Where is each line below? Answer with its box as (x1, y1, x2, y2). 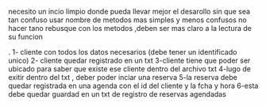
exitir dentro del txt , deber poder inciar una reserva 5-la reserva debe (8, 73, 238, 82)
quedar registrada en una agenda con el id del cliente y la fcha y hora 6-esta (8, 81, 259, 90)
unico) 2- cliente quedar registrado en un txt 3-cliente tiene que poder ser (8, 55, 251, 65)
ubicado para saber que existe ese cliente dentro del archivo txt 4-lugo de (8, 64, 252, 74)
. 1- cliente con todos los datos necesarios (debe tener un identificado (8, 48, 237, 56)
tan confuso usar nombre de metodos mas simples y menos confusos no (8, 15, 248, 25)
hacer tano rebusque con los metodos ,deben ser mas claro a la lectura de (8, 24, 253, 32)
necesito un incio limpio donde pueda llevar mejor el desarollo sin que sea (8, 7, 251, 16)
